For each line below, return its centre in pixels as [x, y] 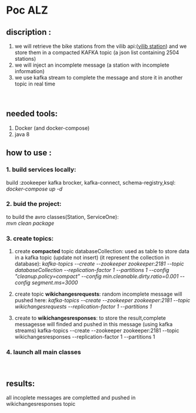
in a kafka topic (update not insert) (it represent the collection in [92, 258]
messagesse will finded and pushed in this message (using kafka [94, 324]
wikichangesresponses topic [41, 404]
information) [29, 71]
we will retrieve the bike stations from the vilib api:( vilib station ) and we [101, 46]
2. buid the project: [34, 204]
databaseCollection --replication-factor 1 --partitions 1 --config [92, 270]
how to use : [29, 153]
